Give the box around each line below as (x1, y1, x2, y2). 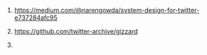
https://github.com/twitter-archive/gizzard (14, 28, 138, 35)
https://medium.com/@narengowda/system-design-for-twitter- (14, 6, 200, 14)
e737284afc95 (14, 13, 58, 22)
